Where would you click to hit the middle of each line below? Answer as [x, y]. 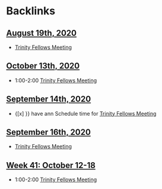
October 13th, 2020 [43, 66]
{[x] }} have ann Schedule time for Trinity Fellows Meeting [85, 113]
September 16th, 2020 [48, 132]
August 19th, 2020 [42, 33]
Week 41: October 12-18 [51, 165]
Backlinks [31, 11]
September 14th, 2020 [49, 99]
